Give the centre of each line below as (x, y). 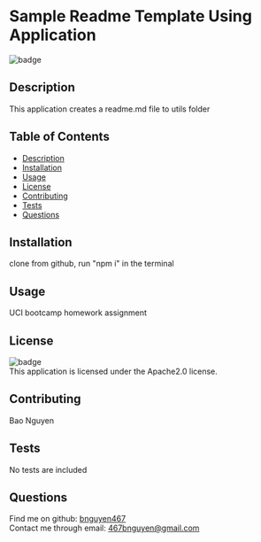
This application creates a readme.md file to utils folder (110, 109)
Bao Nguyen (32, 420)
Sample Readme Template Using (130, 16)
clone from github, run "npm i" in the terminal (92, 264)
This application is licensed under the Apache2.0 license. (114, 371)
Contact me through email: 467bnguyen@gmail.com (104, 528)
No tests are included (48, 469)
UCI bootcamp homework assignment (78, 313)
